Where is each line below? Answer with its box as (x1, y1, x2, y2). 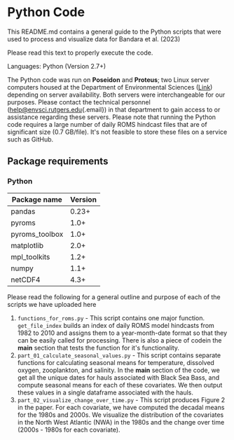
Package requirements (7, 156, 109, 167)
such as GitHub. (7, 135, 54, 144)
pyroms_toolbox (11, 229, 64, 239)
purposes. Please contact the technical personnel (7, 97, 151, 106)
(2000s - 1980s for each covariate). (17, 425, 121, 434)
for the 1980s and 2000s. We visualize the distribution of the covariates (17, 411, 224, 419)
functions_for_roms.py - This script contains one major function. (17, 313, 205, 322)
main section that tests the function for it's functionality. (17, 343, 180, 352)
